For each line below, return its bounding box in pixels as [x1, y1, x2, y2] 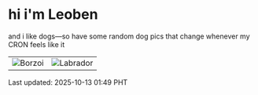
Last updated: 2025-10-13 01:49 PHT [8, 77, 128, 87]
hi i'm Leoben [8, 5, 98, 24]
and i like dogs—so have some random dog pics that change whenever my [8, 31, 250, 41]
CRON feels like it [8, 39, 65, 49]
